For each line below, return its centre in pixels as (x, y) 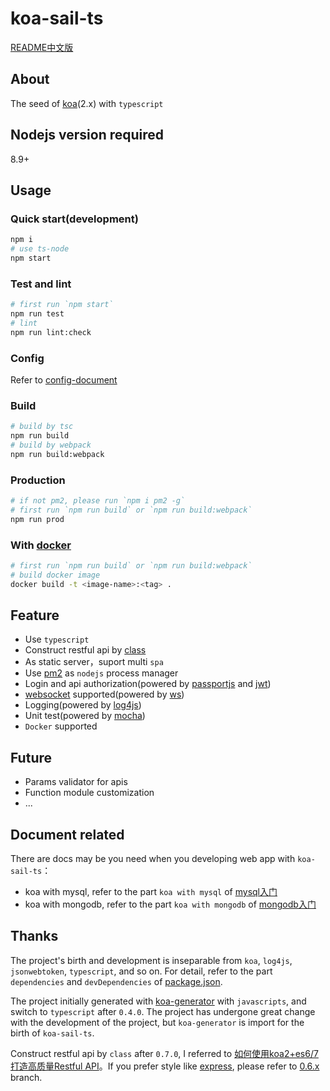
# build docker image (55, 575)
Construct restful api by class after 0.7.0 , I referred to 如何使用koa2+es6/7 (164, 1053)
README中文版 (42, 47)
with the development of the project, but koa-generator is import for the (157, 1022)
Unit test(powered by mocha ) (85, 716)
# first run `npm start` (62, 305)
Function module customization (89, 793)
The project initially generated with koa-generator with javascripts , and (158, 1001)
